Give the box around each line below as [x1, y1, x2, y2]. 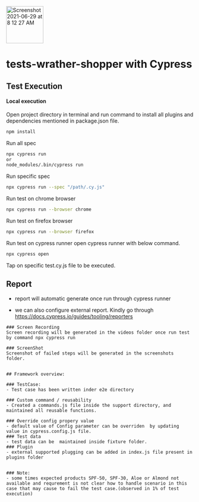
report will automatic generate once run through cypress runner [14, 294, 171, 302]
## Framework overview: [6, 371, 65, 377]
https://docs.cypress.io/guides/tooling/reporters [14, 312, 133, 320]
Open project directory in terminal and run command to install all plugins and [6, 111, 194, 118]
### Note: [6, 470, 31, 476]
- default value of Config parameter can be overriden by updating [6, 423, 179, 429]
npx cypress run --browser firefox [6, 229, 94, 235]
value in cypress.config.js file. [6, 428, 92, 434]
